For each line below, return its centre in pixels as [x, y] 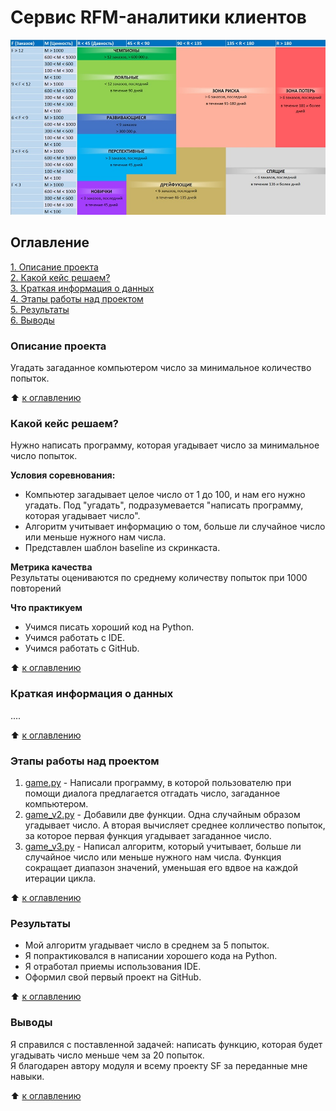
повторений [36, 588]
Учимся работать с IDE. [75, 638]
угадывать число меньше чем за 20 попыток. [107, 1055]
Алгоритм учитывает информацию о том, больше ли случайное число [175, 527]
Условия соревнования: [63, 475]
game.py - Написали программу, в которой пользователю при [158, 782]
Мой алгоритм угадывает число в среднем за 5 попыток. [147, 945]
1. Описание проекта [54, 267]
